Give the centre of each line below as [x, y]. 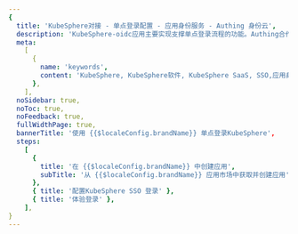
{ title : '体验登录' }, [73, 200]
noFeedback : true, [51, 117]
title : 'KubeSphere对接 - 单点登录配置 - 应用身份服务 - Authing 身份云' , [146, 26]
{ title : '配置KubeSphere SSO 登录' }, [103, 191]
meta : [27, 42]
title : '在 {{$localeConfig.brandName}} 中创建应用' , [138, 166]
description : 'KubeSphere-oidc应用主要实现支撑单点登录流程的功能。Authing [148, 34]
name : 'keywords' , [74, 68]
